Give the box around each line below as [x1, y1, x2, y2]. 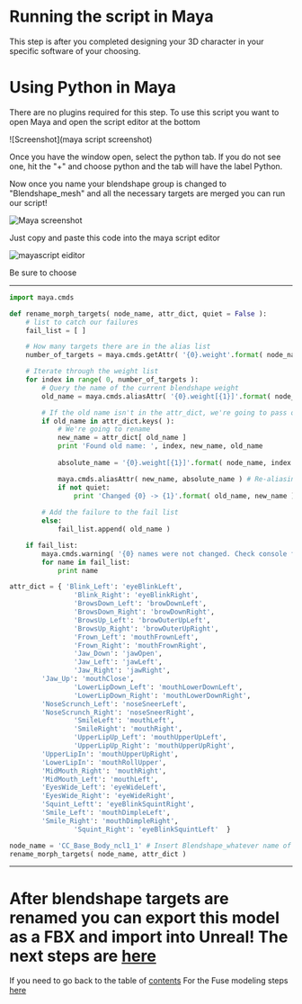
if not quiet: [57, 483, 111, 492]
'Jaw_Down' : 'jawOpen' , [73, 650, 164, 659]
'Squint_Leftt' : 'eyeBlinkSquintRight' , [41, 800, 195, 809]
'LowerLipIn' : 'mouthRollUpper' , [41, 757, 167, 766]
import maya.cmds [9, 292, 75, 302]
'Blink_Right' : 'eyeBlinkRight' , [73, 591, 200, 600]
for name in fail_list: [41, 558, 130, 567]
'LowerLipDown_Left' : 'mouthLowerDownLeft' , [73, 682, 244, 692]
